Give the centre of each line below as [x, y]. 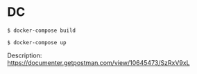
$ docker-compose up [37, 42]
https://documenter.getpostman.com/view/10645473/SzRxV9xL [98, 62]
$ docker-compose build [42, 30]
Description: [25, 55]
